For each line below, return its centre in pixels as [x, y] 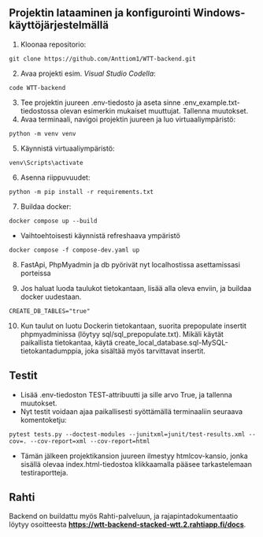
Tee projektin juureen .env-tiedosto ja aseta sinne [100, 103]
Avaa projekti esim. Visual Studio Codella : [88, 73]
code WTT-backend [37, 88]
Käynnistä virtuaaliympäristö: [67, 148]
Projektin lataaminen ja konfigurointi [100, 13]
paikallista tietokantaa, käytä [67, 342]
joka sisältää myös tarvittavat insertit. [145, 351]
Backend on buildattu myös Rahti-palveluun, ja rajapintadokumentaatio [124, 516]
